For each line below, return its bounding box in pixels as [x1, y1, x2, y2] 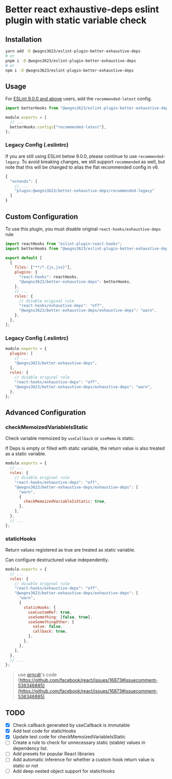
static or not [12, 763, 38, 769]
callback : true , [32, 629, 68, 634]
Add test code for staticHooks [12, 728, 76, 734]
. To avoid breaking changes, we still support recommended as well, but [18, 158, 165, 165]
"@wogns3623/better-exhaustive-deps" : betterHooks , [18, 279, 132, 285]
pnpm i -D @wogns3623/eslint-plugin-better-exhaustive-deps [5, 58, 137, 63]
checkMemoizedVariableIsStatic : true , [24, 499, 106, 504]
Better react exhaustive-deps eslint [5, 4, 159, 15]
